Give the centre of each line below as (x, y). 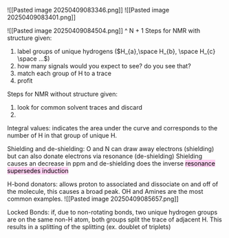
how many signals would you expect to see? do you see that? (104, 66)
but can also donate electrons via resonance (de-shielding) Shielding (105, 156)
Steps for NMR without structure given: (63, 94)
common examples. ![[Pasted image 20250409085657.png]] (93, 199)
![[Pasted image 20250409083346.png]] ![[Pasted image (88, 10)
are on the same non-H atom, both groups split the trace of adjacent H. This (115, 219)
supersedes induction (38, 171)
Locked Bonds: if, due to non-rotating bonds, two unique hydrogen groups (112, 212)
